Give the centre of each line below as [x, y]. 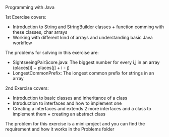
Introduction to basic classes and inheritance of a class [70, 98]
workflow [22, 43]
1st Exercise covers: [26, 17]
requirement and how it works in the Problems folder [60, 129]
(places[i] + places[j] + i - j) [41, 68]
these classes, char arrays [40, 32]
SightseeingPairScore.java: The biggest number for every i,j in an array [86, 62]
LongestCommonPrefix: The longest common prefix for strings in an [83, 73]
